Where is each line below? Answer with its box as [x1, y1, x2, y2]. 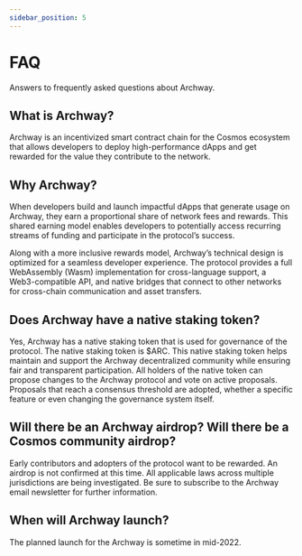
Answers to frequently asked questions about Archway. [9, 82, 215, 93]
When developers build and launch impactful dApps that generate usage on [9, 201, 290, 212]
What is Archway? [9, 107, 114, 123]
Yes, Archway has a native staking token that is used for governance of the [9, 336, 288, 347]
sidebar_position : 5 [9, 13, 87, 23]
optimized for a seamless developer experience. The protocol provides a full [9, 257, 293, 268]
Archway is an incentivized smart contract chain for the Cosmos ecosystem [9, 132, 290, 143]
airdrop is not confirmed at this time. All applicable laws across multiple [9, 467, 275, 478]
